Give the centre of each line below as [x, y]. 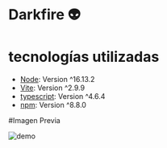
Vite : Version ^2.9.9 [52, 88]
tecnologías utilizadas [84, 57]
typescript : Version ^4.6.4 [63, 97]
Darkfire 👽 [44, 15]
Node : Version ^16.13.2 [57, 80]
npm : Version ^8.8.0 [53, 105]
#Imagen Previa [34, 121]
